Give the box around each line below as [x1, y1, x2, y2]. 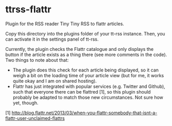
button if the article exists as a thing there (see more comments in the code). [5, 51, 167, 58]
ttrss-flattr [5, 4, 51, 15]
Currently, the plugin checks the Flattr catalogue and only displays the [5, 46, 154, 52]
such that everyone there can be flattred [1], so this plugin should [12, 88, 151, 95]
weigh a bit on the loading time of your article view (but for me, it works [12, 72, 164, 78]
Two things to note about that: [5, 57, 69, 63]
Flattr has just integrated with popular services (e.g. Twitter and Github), [12, 83, 165, 89]
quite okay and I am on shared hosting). [12, 78, 97, 84]
